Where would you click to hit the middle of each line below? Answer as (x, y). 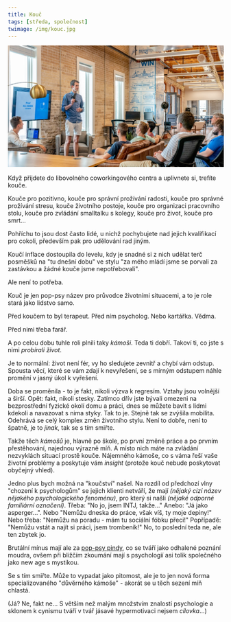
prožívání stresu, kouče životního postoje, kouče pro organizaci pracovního (114, 206)
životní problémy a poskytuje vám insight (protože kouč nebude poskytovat (114, 463)
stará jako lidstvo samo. (41, 303)
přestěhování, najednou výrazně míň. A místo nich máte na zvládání (103, 448)
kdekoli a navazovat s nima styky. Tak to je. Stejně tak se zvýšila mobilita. (111, 413)
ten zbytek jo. (27, 535)
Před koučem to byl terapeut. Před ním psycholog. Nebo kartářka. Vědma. (112, 316)
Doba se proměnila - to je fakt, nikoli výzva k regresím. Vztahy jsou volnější (114, 391)
